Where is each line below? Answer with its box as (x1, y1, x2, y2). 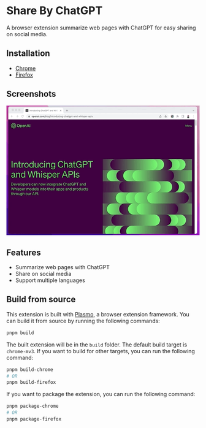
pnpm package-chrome (6, 403, 59, 410)
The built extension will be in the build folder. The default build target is (6, 341, 188, 348)
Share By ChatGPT (6, 4, 103, 18)
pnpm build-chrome (6, 366, 53, 373)
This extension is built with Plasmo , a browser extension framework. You (6, 310, 190, 318)
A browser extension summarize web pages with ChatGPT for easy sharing (6, 24, 196, 31)
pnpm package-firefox (6, 416, 62, 422)
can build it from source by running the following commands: (6, 317, 161, 324)
